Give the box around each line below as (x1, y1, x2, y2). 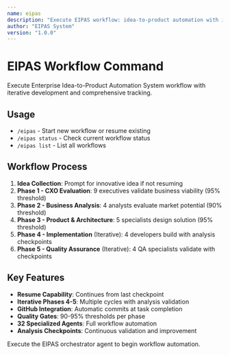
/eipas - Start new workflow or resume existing (16, 127, 151, 134)
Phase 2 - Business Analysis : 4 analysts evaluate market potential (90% (16, 201, 222, 209)
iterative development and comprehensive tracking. (7, 88, 153, 97)
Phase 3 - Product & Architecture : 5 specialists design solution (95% (16, 215, 214, 223)
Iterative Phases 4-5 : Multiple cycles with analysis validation (16, 297, 190, 306)
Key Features (7, 272, 65, 284)
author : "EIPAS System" (7, 23, 75, 29)
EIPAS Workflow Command (7, 59, 164, 74)
